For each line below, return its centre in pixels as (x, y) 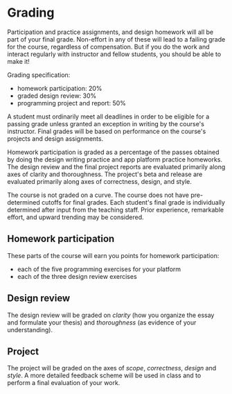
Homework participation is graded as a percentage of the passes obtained (113, 152)
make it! (18, 61)
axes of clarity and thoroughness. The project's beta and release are (105, 174)
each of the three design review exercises (77, 276)
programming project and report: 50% (72, 103)
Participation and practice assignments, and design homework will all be (110, 32)
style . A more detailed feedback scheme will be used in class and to (104, 375)
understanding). (30, 329)
